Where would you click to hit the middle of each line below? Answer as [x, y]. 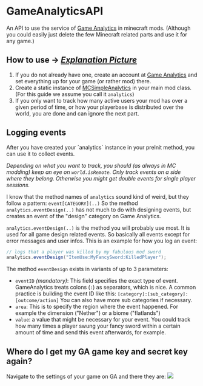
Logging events [36, 133]
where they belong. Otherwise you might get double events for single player [101, 178]
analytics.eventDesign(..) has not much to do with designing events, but [99, 209]
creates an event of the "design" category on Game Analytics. [84, 216]
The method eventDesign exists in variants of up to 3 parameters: [87, 269]
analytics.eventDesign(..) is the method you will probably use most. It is [98, 228]
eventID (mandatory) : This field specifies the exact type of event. [97, 281]
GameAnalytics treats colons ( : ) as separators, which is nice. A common [105, 288]
